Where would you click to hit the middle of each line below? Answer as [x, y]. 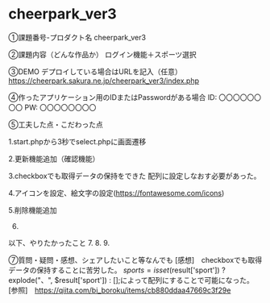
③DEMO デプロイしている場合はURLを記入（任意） [96, 71]
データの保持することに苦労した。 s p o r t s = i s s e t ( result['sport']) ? [117, 270]
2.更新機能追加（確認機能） [54, 159]
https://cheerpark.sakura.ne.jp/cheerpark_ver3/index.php [104, 81]
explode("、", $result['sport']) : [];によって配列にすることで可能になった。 [131, 280]
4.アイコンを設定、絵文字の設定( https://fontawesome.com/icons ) [116, 193]
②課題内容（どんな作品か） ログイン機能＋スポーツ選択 [103, 54]
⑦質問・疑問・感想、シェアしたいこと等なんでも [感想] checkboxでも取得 [135, 259]
